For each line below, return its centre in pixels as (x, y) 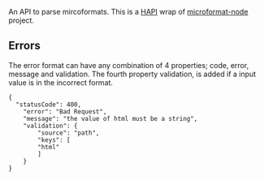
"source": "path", (69, 133)
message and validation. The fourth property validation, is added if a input (132, 74)
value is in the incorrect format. (61, 82)
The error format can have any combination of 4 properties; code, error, (129, 65)
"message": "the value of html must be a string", (110, 118)
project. (22, 20)
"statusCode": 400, (49, 105)
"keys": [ (54, 140)
